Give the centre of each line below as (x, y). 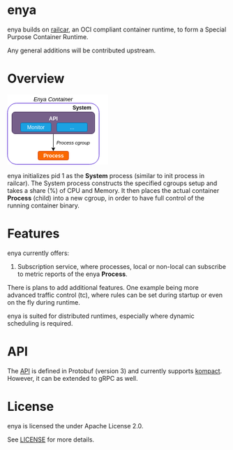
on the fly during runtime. (44, 302)
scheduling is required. (40, 323)
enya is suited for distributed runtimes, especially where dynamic (101, 316)
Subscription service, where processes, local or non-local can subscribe (122, 266)
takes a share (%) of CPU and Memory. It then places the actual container (113, 190)
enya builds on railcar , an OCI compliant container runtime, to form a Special (117, 29)
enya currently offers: (38, 253)
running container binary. (44, 205)
